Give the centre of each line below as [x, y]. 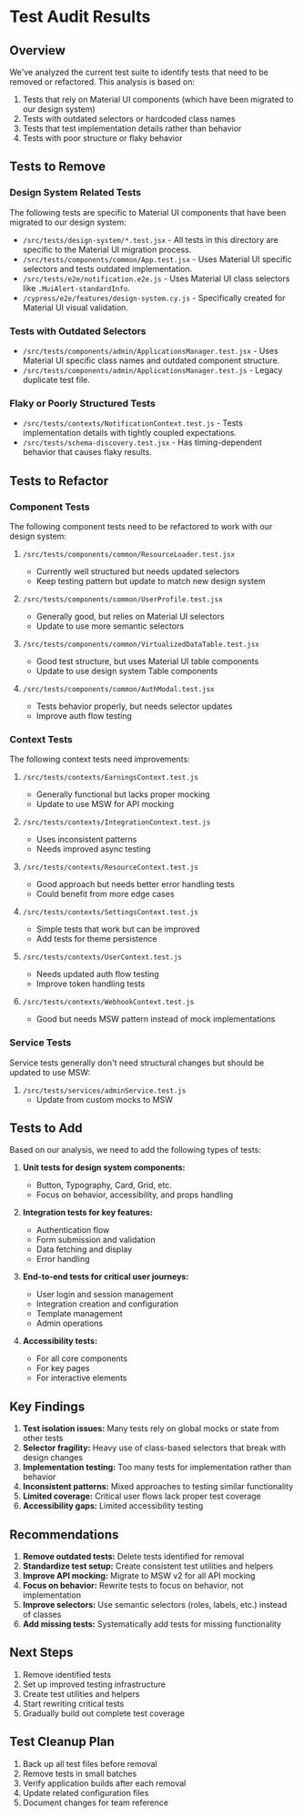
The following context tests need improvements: [100, 759]
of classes [42, 1614]
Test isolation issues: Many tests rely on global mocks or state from [151, 1428]
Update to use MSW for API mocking [105, 804]
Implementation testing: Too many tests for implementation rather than [157, 1468]
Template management [79, 1314]
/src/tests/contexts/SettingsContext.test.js [110, 913]
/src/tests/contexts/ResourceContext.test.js [110, 868]
